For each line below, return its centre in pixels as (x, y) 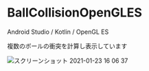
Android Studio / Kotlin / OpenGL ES (58, 32)
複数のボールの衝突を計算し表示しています (67, 45)
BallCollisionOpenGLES (75, 13)
